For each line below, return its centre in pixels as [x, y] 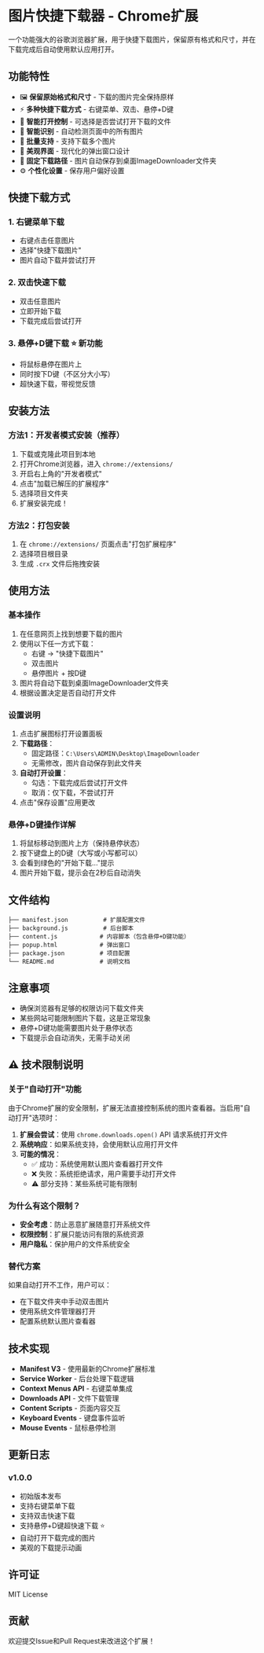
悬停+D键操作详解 [42, 825]
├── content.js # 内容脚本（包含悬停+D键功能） [99, 937]
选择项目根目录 [44, 554]
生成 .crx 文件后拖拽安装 [60, 564]
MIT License [28, 1594]
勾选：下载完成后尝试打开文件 [79, 782]
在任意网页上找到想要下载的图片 [71, 634]
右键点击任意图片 [47, 241]
